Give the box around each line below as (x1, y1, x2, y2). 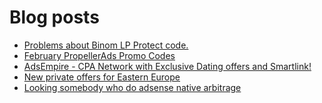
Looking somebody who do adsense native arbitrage (23, 81, 242, 93)
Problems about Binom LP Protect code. (23, 39, 189, 51)
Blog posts (9, 6, 100, 29)
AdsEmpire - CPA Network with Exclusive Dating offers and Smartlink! (23, 60, 312, 72)
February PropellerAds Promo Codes (23, 49, 176, 61)
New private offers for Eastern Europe (23, 71, 181, 83)
